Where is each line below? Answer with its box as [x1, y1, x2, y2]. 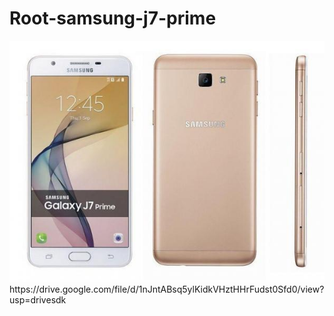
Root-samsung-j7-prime [9, 7, 217, 30]
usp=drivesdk [9, 294, 67, 306]
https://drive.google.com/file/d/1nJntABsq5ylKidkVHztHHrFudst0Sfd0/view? [9, 283, 325, 296]
